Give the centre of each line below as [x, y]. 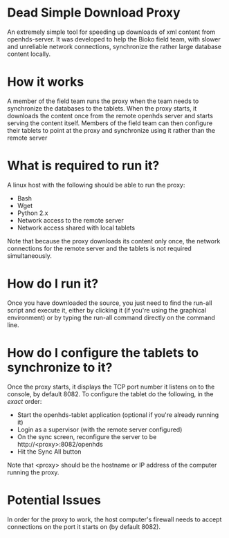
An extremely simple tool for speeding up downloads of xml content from [111, 32]
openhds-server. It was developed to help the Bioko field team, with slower [114, 39]
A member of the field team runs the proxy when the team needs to [103, 101]
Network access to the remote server [70, 220]
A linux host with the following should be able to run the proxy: [96, 185]
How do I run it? [53, 284]
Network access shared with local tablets [76, 228]
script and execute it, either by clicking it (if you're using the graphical [107, 310]
